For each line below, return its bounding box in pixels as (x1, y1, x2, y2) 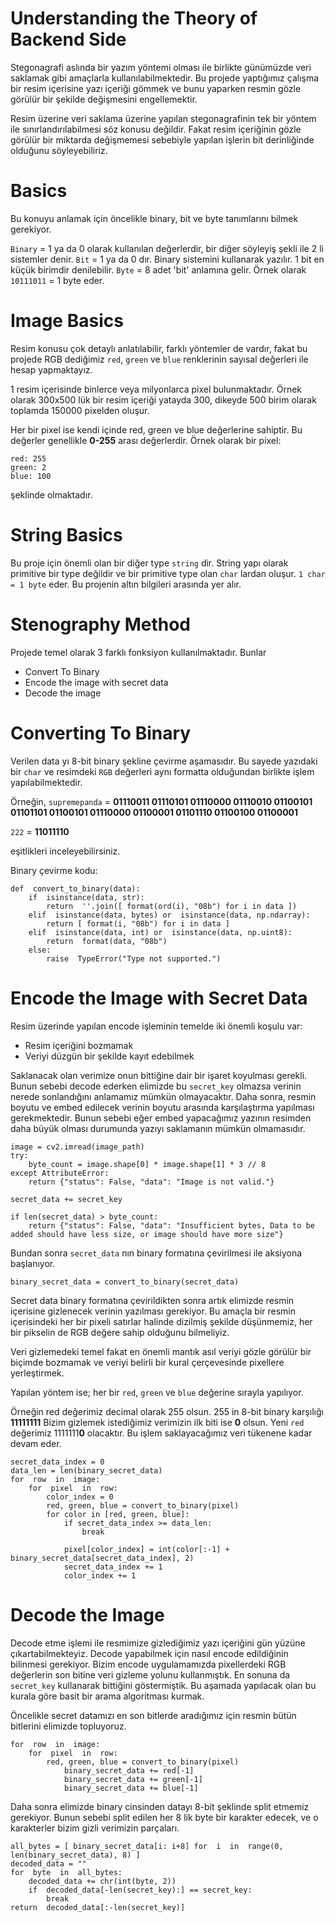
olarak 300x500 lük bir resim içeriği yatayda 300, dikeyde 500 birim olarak (10, 393, 317, 406)
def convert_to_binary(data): (10, 883, 141, 894)
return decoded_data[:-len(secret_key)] (10, 1902, 186, 1912)
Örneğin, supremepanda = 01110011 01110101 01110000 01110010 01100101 (10, 795, 313, 807)
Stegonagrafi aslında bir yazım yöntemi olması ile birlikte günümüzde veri (10, 61, 312, 73)
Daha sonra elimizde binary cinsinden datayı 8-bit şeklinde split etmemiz (10, 1800, 310, 1812)
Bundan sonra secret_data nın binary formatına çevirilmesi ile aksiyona (10, 1247, 303, 1259)
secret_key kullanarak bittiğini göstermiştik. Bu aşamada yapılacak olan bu (10, 1679, 317, 1691)
